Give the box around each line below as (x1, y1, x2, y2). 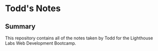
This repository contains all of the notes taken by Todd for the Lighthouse (5, 35, 153, 41)
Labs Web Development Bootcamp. (5, 40, 77, 46)
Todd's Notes (5, 3, 61, 14)
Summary (5, 22, 36, 31)
